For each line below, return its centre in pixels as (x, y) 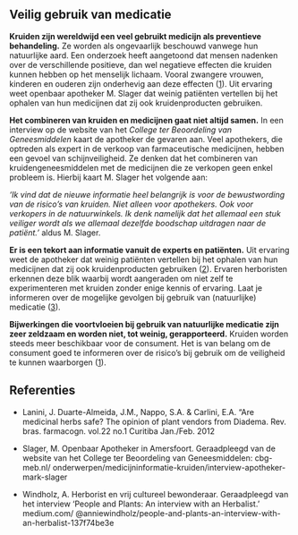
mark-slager (45, 477)
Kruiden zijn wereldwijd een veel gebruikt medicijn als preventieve (136, 36)
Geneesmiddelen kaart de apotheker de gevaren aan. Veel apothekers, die (146, 139)
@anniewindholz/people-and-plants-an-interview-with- (178, 513)
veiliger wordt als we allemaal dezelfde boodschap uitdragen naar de (138, 223)
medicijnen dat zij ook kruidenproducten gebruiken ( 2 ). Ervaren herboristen (149, 268)
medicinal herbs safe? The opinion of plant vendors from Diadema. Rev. (154, 421)
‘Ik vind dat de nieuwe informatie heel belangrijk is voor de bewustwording (147, 194)
